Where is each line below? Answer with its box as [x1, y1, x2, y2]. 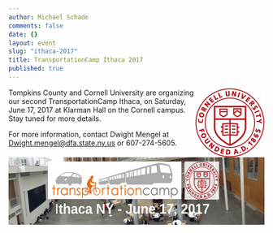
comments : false [8, 21, 63, 30]
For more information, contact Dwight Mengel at [8, 129, 169, 139]
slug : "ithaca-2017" [8, 47, 79, 56]
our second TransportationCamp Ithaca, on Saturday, [8, 96, 187, 106]
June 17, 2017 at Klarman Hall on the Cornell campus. [8, 105, 186, 114]
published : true [8, 65, 63, 73]
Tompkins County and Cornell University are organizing [8, 88, 194, 97]
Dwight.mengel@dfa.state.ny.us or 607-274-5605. [8, 138, 177, 148]
